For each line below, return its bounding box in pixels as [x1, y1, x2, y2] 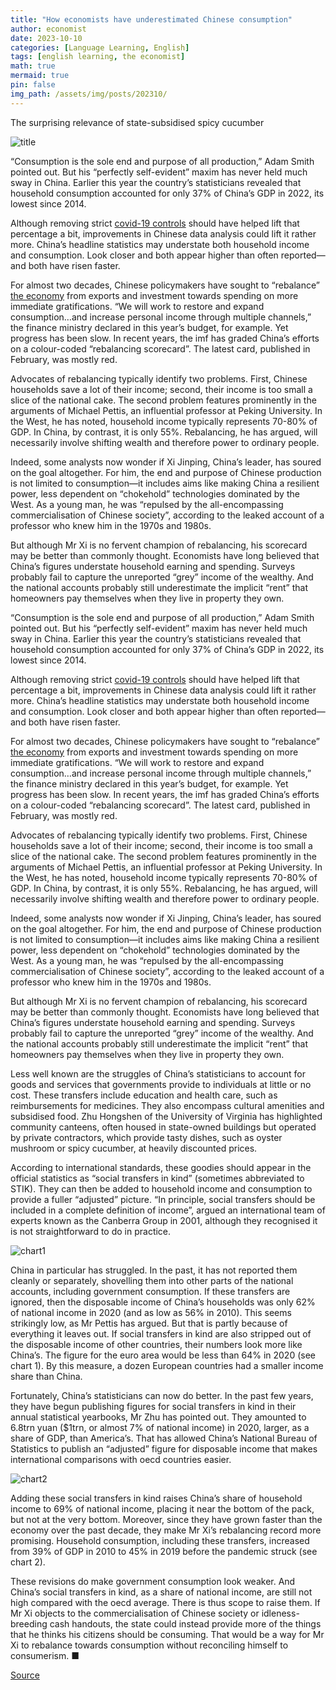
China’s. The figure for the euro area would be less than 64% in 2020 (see [10, 1349, 316, 1361]
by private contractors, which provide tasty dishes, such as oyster [10, 1131, 283, 1143]
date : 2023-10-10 [10, 33, 83, 43]
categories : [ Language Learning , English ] [10, 42, 190, 53]
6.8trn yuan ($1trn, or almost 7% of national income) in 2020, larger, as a [10, 1421, 310, 1433]
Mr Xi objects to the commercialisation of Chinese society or [10, 1607, 260, 1619]
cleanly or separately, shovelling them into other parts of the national [10, 1274, 294, 1286]
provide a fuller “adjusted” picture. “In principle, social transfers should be [10, 1193, 316, 1205]
